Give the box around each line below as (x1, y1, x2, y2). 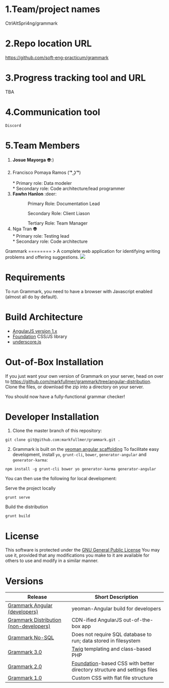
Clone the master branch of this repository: (12, 428, 102, 434)
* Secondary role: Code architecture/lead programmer (12, 185, 125, 191)
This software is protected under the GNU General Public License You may (5, 547, 160, 553)
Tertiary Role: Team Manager (27, 220, 88, 226)
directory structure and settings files (71, 666, 157, 673)
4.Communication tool (5, 107, 101, 118)
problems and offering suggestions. (5, 254, 79, 260)
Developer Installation (5, 411, 99, 423)
